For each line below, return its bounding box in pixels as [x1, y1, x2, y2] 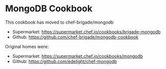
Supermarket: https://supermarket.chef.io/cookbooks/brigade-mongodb [12, 29, 161, 34]
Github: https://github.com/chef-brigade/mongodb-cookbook [12, 34, 139, 40]
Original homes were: [5, 43, 49, 49]
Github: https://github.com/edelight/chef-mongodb [12, 58, 117, 64]
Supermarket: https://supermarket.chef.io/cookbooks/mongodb [12, 53, 143, 59]
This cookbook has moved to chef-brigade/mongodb [5, 19, 114, 25]
